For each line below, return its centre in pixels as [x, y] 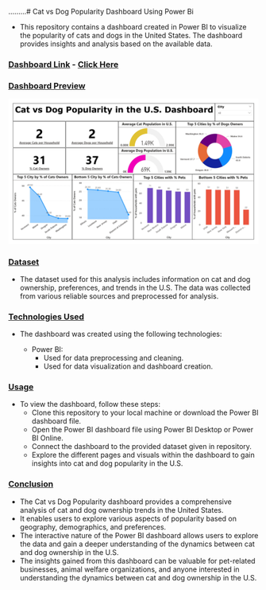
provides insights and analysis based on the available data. [116, 44]
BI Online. [47, 438]
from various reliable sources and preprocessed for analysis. [119, 296]
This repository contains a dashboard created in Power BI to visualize [133, 27]
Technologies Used [46, 316]
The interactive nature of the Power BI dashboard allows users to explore [139, 535]
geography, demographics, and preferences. [93, 527]
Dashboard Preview [47, 85]
